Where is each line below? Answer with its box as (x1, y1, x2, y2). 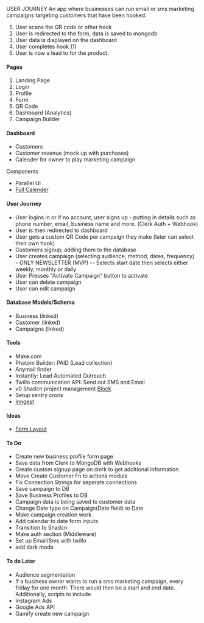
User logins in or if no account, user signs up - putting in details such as (15, 213, 196, 221)
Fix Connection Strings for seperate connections (15, 479, 137, 486)
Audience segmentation (15, 571, 76, 578)
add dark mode (15, 543, 54, 551)
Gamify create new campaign (15, 610, 90, 617)
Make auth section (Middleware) (15, 530, 96, 538)
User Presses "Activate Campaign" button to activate (15, 272, 148, 279)
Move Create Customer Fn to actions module (15, 472, 128, 480)
